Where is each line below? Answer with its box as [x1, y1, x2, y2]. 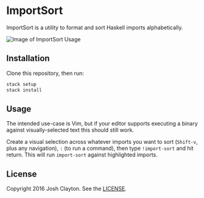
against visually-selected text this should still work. [6, 126, 134, 134]
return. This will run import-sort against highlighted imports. [6, 151, 158, 158]
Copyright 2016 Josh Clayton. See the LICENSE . [6, 185, 127, 193]
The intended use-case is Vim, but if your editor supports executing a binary [6, 120, 198, 127]
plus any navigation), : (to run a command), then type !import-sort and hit [6, 144, 194, 152]
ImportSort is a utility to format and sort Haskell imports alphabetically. [6, 24, 183, 31]
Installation [6, 53, 50, 64]
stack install [6, 87, 43, 93]
